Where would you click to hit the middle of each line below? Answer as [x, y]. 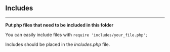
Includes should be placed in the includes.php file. [58, 44]
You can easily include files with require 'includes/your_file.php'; [77, 34]
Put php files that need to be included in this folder [59, 25]
